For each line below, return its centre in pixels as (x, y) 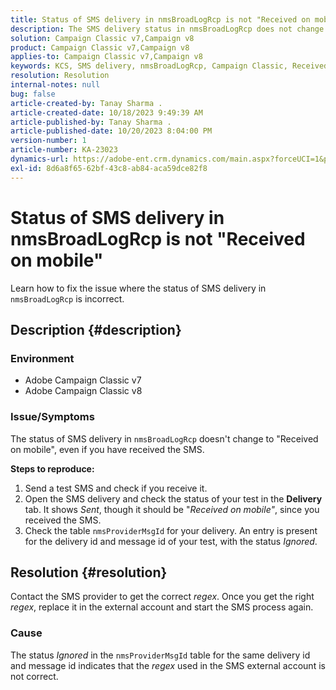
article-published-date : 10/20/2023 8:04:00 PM (111, 131)
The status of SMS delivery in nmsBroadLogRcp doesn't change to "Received (164, 438)
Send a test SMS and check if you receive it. (116, 488)
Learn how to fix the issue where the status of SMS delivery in (138, 288)
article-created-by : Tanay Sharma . (86, 103)
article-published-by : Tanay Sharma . (91, 122)
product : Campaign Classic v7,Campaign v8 (100, 47)
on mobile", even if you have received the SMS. (107, 449)
